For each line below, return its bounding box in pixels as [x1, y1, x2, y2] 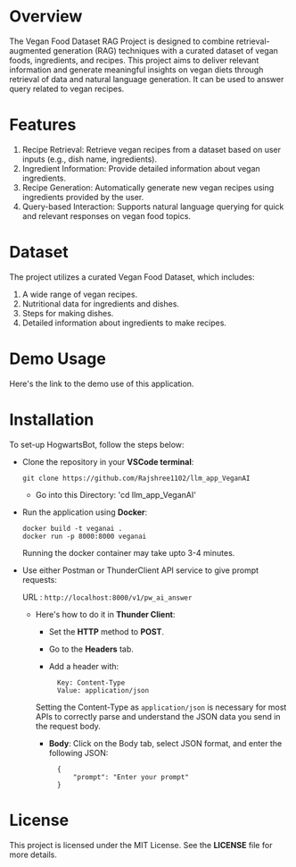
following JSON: [48, 747, 109, 758]
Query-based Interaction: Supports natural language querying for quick [21, 201, 284, 212]
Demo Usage [9, 349, 107, 368]
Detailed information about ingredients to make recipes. [21, 317, 227, 328]
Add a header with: [48, 661, 119, 671]
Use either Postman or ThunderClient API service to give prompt [21, 565, 259, 576]
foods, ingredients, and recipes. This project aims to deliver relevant [9, 55, 259, 65]
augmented [9, 45, 52, 55]
